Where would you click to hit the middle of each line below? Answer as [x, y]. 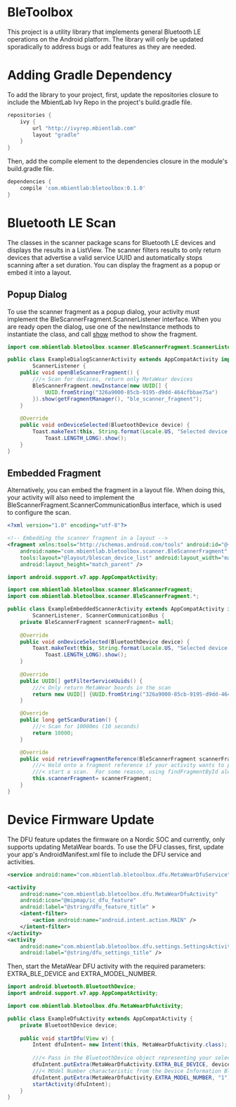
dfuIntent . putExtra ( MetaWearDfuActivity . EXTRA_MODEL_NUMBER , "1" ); [133, 1077]
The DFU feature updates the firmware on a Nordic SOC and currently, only [116, 839]
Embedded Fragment [54, 473]
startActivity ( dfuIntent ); [72, 1084]
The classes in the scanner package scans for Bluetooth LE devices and [112, 242]
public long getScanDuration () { [69, 720]
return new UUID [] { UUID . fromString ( [87, 694]
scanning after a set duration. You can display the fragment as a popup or [114, 265]
